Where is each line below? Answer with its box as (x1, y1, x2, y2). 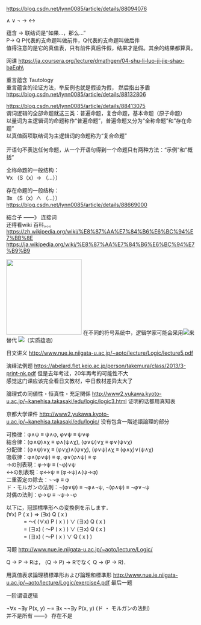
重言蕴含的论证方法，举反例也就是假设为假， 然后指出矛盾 (6, 84, 150, 91)
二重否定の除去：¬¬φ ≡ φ (6, 476, 69, 483)
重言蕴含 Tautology (6, 77, 54, 83)
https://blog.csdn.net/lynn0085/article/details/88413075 (6, 103, 146, 109)
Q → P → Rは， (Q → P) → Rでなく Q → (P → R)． (6, 559, 129, 566)
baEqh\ (6, 64, 24, 71)
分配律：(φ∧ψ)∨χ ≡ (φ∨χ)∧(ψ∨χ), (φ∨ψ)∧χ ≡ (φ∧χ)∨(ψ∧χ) (6, 446, 154, 453)
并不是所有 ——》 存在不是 (6, 612, 73, 619)
